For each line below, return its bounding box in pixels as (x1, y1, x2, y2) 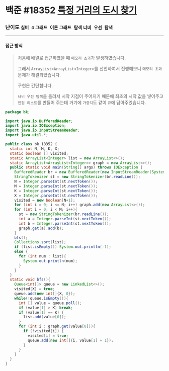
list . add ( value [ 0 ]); (23, 315, 66, 320)
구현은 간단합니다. (17, 82, 53, 88)
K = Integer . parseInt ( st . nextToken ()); (14, 188, 98, 194)
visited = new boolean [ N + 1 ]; (14, 198, 75, 203)
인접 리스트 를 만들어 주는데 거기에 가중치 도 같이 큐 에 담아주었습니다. (17, 99, 146, 106)
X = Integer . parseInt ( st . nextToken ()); (14, 193, 98, 198)
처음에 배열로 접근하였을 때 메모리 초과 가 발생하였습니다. (17, 55, 126, 61)
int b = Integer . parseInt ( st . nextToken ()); (18, 221, 112, 226)
